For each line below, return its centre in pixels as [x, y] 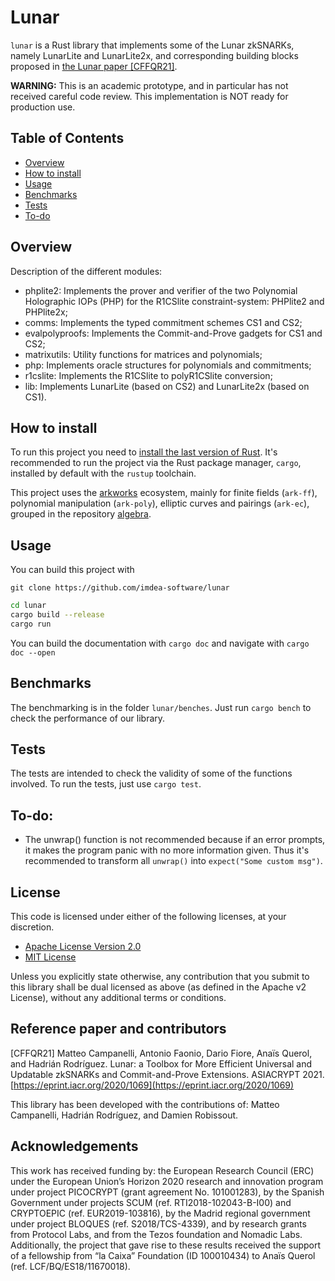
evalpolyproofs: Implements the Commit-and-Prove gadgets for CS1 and [173, 333]
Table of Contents [67, 138]
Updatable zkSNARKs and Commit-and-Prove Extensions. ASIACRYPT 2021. [167, 1074]
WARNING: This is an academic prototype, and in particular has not [149, 85]
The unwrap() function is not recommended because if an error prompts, [175, 840]
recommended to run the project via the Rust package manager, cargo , [156, 463]
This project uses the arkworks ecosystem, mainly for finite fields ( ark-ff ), [164, 493]
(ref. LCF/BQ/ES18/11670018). [70, 1266]
